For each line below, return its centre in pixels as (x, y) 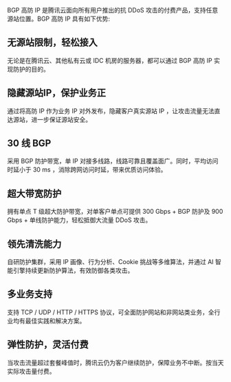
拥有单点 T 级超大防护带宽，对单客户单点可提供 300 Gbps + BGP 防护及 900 (115, 212)
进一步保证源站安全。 (61, 119)
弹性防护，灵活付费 (48, 344)
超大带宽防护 (34, 193)
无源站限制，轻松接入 (52, 42)
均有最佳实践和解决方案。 (49, 321)
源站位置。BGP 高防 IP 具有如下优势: (59, 19)
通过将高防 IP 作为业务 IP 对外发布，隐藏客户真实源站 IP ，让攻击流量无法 (111, 111)
